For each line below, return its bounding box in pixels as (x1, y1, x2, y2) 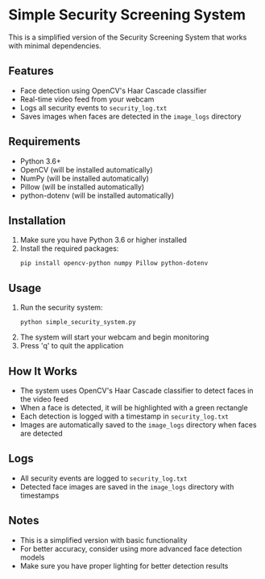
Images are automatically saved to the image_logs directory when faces (19, 420, 257, 429)
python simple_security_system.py (19, 319, 136, 327)
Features (8, 65, 54, 78)
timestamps (19, 490, 60, 500)
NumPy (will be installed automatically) (19, 173, 149, 183)
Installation (8, 214, 66, 227)
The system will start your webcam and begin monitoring (19, 332, 209, 342)
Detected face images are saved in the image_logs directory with (19, 481, 234, 491)
